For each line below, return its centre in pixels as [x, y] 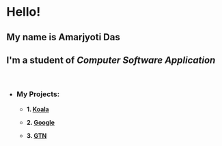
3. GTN [37, 135]
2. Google [41, 122]
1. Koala [38, 109]
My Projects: [38, 94]
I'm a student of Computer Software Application [111, 60]
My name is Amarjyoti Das [63, 37]
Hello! [24, 12]
